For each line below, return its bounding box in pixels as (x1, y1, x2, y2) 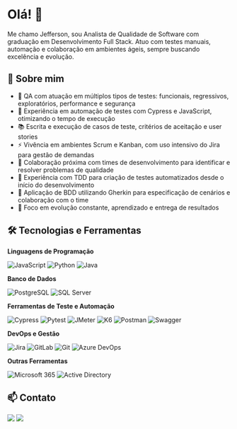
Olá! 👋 (7, 6, 43, 23)
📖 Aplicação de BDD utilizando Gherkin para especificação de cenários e (17, 188, 231, 197)
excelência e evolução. (7, 52, 74, 61)
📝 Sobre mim (7, 73, 65, 85)
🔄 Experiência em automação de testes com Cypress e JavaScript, (17, 106, 212, 115)
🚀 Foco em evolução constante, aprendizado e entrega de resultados (17, 203, 219, 212)
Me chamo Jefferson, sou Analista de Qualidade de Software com (7, 30, 200, 38)
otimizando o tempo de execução (17, 114, 115, 122)
